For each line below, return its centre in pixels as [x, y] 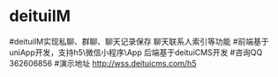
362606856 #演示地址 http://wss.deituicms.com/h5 [103, 63]
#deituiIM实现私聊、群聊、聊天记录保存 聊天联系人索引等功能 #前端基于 [139, 41]
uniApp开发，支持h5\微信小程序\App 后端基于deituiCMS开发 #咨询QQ [136, 52]
